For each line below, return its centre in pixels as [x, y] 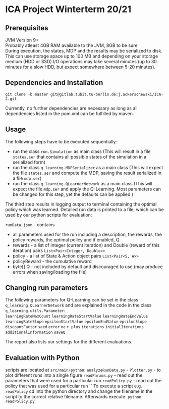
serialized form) [29, 162]
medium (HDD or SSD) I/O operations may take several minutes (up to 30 [81, 61]
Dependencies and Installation [54, 83]
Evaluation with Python [42, 358]
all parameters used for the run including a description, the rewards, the [87, 234]
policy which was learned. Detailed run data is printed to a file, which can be [84, 209]
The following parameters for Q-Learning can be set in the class [72, 300]
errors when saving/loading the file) [50, 272]
